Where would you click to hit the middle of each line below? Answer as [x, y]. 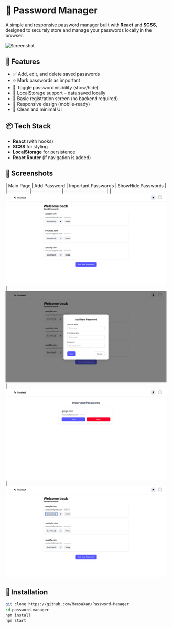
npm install [18, 615]
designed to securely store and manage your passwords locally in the [79, 30]
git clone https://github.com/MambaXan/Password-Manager [67, 604]
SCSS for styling [30, 146]
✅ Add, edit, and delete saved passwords [56, 74]
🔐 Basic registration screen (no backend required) [65, 98]
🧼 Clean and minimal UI [37, 109]
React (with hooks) [33, 141]
